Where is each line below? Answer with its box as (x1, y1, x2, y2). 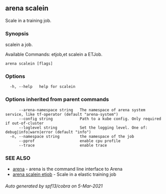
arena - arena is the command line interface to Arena (12, 166, 123, 172)
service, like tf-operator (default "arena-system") (5, 112, 119, 117)
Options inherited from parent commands (5, 96, 109, 103)
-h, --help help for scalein (10, 84, 76, 89)
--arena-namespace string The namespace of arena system (18, 107, 145, 113)
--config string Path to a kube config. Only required (18, 116, 161, 121)
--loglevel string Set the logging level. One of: (18, 125, 148, 130)
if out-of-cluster (5, 121, 44, 126)
